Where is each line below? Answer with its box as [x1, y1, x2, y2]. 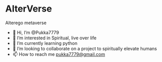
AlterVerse [5, 3, 52, 15]
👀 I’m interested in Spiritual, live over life [12, 35, 96, 41]
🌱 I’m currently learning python [12, 40, 78, 46]
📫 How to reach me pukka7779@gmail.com [12, 51, 105, 57]
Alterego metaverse [5, 20, 47, 26]
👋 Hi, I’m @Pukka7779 [12, 29, 59, 35]
